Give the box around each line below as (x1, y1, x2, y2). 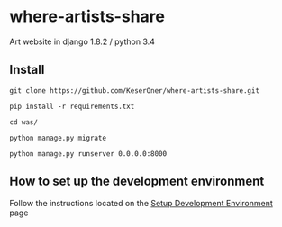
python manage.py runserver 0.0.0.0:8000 (9, 149, 168, 159)
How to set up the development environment (9, 174, 265, 189)
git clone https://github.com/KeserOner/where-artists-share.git (9, 86, 259, 95)
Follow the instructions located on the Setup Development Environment (9, 197, 273, 208)
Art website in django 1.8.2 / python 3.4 (9, 36, 156, 47)
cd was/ (9, 117, 39, 127)
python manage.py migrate (9, 133, 106, 142)
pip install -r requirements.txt (9, 102, 135, 111)
